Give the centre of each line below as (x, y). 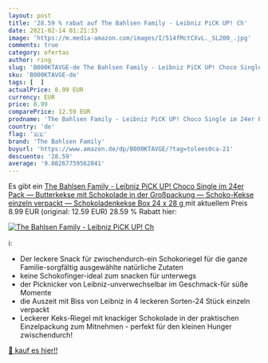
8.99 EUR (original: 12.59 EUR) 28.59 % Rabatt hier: (93, 212)
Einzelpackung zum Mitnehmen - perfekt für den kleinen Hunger (126, 326)
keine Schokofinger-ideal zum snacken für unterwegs (108, 276)
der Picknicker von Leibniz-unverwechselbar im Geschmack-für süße (134, 284)
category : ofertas (39, 53)
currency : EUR (32, 97)
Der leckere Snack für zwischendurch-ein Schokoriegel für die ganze (134, 259)
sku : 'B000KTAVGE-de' (44, 75)
